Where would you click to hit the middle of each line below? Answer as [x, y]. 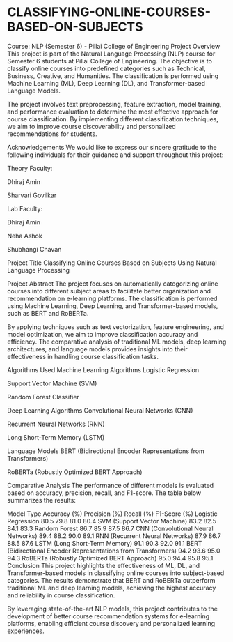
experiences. [26, 631]
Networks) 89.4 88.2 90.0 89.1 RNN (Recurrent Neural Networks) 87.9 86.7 [114, 536]
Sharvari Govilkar [32, 195]
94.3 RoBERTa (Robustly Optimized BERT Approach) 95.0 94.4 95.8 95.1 [110, 558]
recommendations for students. [52, 134]
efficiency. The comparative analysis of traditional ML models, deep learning [117, 342]
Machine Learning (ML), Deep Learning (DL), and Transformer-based [106, 83]
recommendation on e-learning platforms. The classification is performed [112, 298]
